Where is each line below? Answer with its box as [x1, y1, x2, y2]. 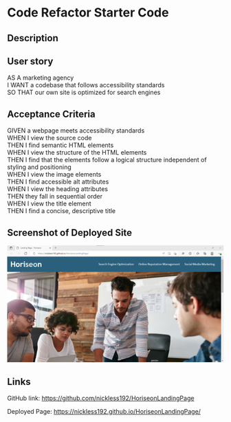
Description [7, 32, 58, 44]
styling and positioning [7, 163, 72, 171]
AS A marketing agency [7, 74, 74, 82]
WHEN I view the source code [7, 134, 92, 142]
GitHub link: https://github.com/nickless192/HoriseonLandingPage [7, 394, 195, 402]
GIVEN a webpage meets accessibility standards [7, 126, 145, 135]
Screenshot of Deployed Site [7, 227, 133, 238]
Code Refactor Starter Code [7, 5, 169, 21]
